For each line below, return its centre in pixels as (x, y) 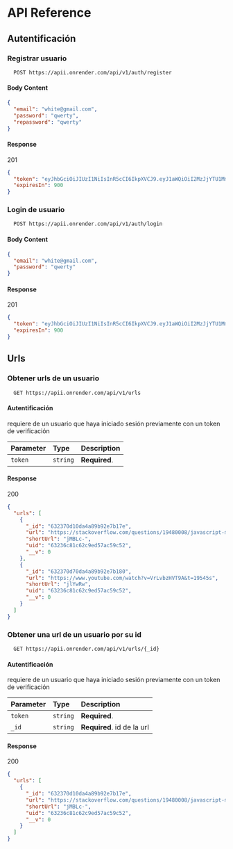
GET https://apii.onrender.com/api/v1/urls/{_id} (86, 649)
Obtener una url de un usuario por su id (75, 634)
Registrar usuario (37, 58)
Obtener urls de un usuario (53, 378)
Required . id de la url (115, 727)
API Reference (49, 13)
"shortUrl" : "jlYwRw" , (58, 584)
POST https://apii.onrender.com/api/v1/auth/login (88, 224)
